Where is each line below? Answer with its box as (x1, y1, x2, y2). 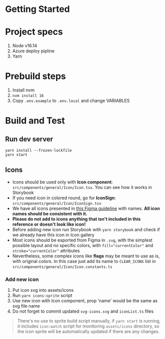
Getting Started (5, 3, 70, 15)
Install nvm (12, 87, 35, 93)
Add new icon (5, 276, 39, 283)
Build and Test (5, 115, 65, 126)
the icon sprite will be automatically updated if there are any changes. (17, 329, 160, 335)
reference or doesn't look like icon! (12, 221, 86, 227)
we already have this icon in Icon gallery (12, 232, 95, 238)
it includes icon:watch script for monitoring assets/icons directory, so (17, 323, 160, 329)
